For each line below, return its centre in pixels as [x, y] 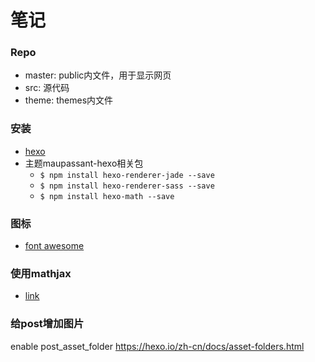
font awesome [54, 246]
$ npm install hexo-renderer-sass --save [127, 186]
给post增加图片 [47, 324]
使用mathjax [41, 273]
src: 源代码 [47, 88]
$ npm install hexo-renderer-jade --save [127, 175]
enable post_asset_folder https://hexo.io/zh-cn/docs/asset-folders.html [157, 346]
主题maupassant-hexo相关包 [84, 163]
